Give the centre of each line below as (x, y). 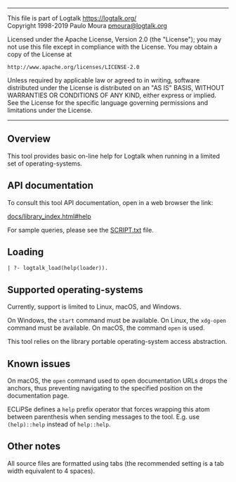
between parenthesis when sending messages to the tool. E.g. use (104, 417)
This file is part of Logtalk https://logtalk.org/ (72, 18)
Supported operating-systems (76, 290)
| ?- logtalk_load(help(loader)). (58, 268)
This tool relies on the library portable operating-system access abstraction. (117, 342)
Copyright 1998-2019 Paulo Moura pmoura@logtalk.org (87, 26)
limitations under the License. (50, 110)
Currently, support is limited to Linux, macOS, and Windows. (94, 307)
